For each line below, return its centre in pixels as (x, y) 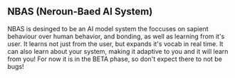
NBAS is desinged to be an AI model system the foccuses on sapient (108, 28)
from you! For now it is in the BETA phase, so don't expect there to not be (115, 59)
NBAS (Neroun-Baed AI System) (80, 12)
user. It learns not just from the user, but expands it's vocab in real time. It (115, 44)
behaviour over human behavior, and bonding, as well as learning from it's (116, 36)
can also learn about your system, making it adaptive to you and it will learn (118, 51)
